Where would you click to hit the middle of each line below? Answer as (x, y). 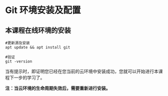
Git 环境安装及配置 (43, 10)
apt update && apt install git (38, 47)
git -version (19, 61)
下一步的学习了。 (27, 77)
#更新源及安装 (17, 43)
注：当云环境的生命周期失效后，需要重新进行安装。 (58, 88)
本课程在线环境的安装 (38, 30)
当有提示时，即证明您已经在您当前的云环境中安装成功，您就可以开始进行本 (82, 71)
